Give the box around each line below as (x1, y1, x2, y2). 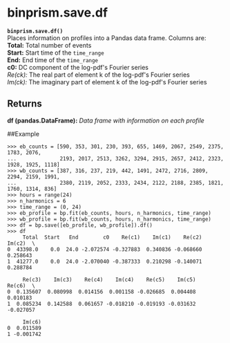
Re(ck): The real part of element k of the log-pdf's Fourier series (7, 71, 190, 79)
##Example (7, 129, 40, 138)
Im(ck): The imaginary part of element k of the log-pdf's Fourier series (7, 77, 207, 86)
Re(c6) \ (7, 282, 36, 289)
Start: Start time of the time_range (7, 48, 105, 57)
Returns (7, 98, 43, 110)
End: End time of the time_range (7, 55, 99, 64)
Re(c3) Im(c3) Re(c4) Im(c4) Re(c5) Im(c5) (22, 276, 196, 283)
